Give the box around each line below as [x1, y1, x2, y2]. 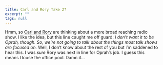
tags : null [5, 16, 27, 21]
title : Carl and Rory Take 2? [5, 7, 67, 12]
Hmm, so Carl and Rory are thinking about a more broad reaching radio [5, 29, 148, 35]
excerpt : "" [5, 12, 29, 16]
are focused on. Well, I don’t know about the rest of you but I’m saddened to [5, 44, 158, 51]
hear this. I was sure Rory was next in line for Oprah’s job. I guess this [5, 50, 145, 55]
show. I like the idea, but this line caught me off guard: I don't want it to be [5, 34, 154, 40]
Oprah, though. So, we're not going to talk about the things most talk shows [5, 39, 158, 45]
